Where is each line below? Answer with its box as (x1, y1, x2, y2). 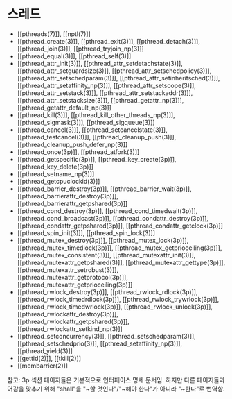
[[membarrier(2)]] (17, 362, 68, 370)
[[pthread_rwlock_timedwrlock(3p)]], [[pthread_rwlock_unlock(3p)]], (17, 303, 213, 311)
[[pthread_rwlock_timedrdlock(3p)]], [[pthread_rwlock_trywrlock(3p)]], (17, 295, 220, 303)
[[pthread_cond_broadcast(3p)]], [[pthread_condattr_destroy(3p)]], (17, 214, 209, 222)
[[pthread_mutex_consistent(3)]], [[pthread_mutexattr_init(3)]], (17, 251, 196, 259)
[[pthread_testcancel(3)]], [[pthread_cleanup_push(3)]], (17, 133, 177, 141)
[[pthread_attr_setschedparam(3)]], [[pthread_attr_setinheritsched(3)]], (17, 74, 220, 82)
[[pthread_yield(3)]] (17, 346, 73, 355)
